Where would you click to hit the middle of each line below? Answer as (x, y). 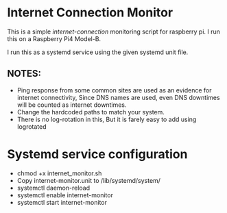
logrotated (32, 126)
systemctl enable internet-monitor (65, 195)
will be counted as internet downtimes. (72, 105)
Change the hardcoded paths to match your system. (91, 112)
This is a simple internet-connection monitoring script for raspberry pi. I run (114, 32)
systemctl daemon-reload (53, 188)
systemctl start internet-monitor (62, 202)
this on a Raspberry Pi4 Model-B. (54, 38)
